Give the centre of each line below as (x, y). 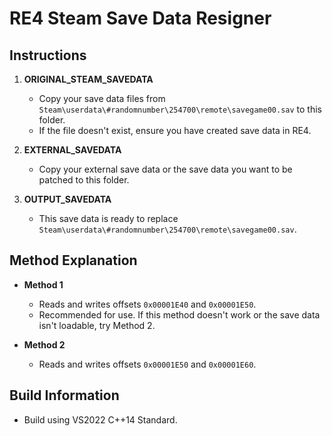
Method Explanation (73, 260)
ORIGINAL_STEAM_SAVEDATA (88, 79)
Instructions (48, 55)
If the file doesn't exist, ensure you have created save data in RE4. (175, 130)
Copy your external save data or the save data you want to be (165, 169)
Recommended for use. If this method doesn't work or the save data (179, 314)
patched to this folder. (84, 180)
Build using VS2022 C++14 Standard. (100, 419)
